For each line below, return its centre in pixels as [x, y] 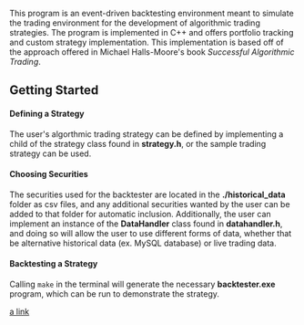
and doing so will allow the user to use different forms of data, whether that [151, 233]
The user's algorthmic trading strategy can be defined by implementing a [147, 134]
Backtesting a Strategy [54, 264]
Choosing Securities [49, 174]
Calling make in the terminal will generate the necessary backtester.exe [142, 284]
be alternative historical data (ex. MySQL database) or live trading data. [143, 243]
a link [20, 311]
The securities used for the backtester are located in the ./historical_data [147, 194]
